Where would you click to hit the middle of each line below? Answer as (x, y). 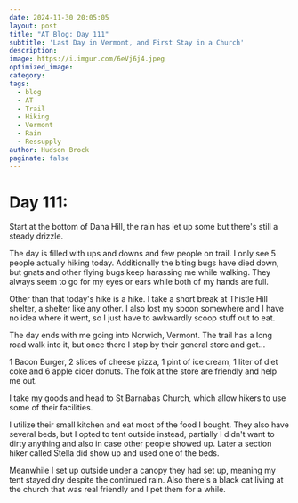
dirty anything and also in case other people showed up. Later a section (141, 444)
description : (33, 51)
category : (28, 76)
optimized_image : (41, 68)
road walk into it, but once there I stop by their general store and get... (137, 345)
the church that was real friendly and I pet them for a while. (118, 490)
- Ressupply (40, 142)
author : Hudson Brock (49, 150)
